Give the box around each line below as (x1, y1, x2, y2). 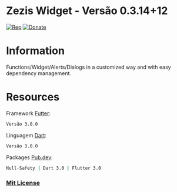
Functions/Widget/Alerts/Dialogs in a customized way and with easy (6, 63, 172, 70)
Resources (6, 90, 60, 104)
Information (6, 44, 65, 58)
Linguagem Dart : (6, 132, 47, 139)
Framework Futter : (6, 110, 51, 117)
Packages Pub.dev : (6, 154, 53, 161)
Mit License (6, 179, 40, 187)
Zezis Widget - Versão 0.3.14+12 (6, 4, 168, 18)
